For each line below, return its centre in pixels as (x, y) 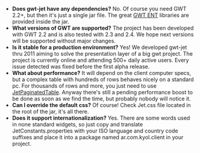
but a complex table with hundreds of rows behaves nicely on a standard (103, 79)
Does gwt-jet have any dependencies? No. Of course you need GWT (99, 9)
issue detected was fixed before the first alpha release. (81, 67)
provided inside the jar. (41, 21)
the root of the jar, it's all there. (50, 112)
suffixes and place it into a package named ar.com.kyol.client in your (98, 137)
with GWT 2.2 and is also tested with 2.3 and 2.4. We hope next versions (103, 34)
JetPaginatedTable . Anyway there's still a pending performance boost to (102, 92)
